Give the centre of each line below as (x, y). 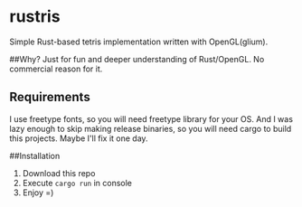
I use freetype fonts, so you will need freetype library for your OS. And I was (151, 118)
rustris (35, 17)
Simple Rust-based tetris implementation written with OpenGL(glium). (139, 42)
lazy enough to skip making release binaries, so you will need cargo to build (151, 128)
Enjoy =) (38, 193)
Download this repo (59, 173)
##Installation (35, 155)
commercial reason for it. (56, 69)
